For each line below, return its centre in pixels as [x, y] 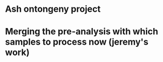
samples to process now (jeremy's [77, 42]
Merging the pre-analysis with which [82, 32]
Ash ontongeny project [53, 9]
